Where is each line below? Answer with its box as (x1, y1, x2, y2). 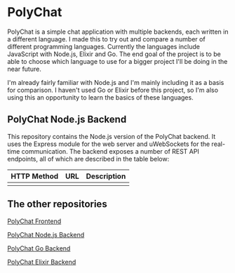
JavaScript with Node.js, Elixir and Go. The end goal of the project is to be (7, 50, 221, 58)
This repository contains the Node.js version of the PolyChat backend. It (7, 132, 216, 140)
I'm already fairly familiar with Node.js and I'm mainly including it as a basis (7, 78, 224, 86)
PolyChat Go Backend (7, 244, 71, 253)
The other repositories (7, 198, 107, 211)
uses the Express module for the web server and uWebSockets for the (7, 140, 210, 148)
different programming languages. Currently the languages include (7, 42, 200, 51)
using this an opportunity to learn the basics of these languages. (7, 93, 194, 102)
